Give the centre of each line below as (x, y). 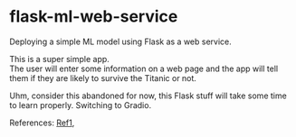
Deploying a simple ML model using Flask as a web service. (121, 41)
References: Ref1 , (42, 123)
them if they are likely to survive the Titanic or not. (103, 78)
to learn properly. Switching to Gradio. (81, 105)
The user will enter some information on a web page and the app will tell (144, 68)
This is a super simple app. (60, 59)
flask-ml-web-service (94, 17)
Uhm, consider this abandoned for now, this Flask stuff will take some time (148, 96)
